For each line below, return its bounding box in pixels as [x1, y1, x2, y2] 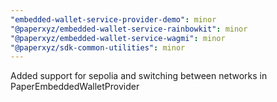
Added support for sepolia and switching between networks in [10, 70, 268, 82]
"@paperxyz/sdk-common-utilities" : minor [10, 42, 186, 53]
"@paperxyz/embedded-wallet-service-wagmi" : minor [10, 33, 226, 43]
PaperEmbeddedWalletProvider [10, 81, 140, 93]
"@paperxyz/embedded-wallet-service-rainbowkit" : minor [10, 24, 248, 34]
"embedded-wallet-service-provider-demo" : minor [10, 14, 217, 25]
